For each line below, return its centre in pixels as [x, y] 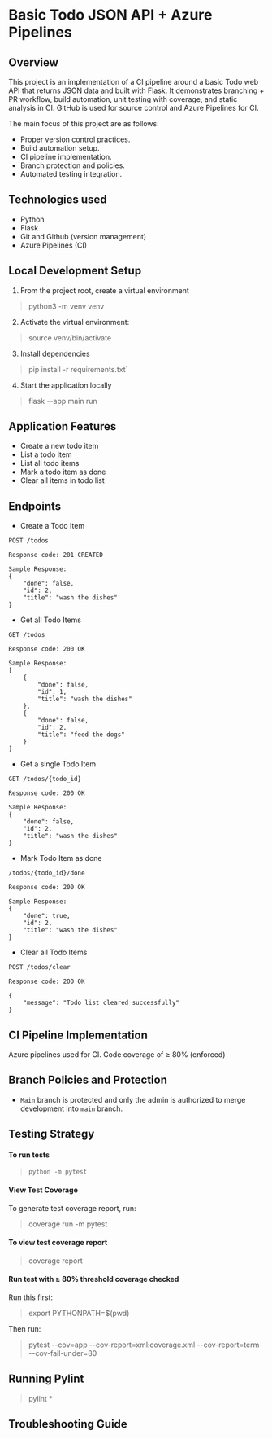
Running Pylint [46, 1379]
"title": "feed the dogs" [82, 735]
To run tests [29, 1155]
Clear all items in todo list [63, 480]
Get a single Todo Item [58, 764]
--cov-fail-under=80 [63, 1353]
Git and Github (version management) [83, 236]
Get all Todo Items [50, 620]
